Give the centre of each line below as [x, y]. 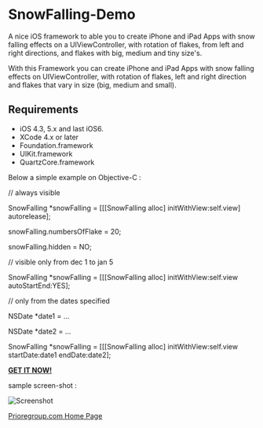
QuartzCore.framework [57, 162]
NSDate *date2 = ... [40, 331]
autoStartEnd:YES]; [39, 286]
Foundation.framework [56, 145]
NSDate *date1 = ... [39, 315]
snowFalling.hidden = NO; [50, 246]
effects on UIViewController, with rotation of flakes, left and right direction [128, 76]
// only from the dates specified [59, 301]
